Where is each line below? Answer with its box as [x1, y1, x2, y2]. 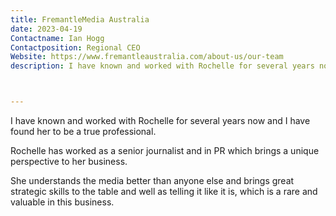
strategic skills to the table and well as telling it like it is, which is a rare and [10, 186, 318, 197]
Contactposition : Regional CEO [10, 42, 141, 53]
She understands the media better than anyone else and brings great [10, 175, 295, 186]
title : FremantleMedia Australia [10, 14, 150, 25]
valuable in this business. [10, 196, 115, 208]
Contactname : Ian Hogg [10, 33, 105, 43]
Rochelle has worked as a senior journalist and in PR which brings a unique [10, 145, 320, 156]
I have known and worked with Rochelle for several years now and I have [10, 115, 311, 126]
